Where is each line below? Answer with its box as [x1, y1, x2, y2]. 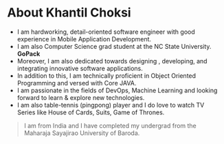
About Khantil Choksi [7, 5, 132, 21]
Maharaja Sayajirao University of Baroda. [23, 129, 140, 137]
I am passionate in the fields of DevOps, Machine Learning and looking [16, 86, 218, 94]
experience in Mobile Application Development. [16, 34, 152, 43]
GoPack [16, 50, 41, 58]
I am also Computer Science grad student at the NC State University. [16, 42, 212, 50]
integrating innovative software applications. [16, 64, 143, 72]
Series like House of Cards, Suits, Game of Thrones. [16, 108, 165, 116]
